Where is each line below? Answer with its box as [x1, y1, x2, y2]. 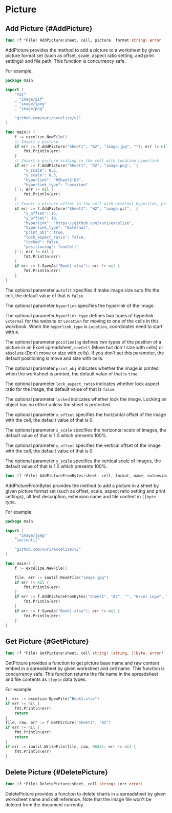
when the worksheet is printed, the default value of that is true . [5, 370, 139, 376]
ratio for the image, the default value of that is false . [5, 386, 116, 392]
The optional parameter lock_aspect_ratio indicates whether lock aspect [5, 381, 160, 387]
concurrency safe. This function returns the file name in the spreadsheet [5, 671, 159, 677]
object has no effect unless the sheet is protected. [5, 401, 112, 407]
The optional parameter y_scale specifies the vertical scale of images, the [5, 458, 161, 464]
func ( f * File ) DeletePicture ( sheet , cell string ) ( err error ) [5, 782, 143, 787]
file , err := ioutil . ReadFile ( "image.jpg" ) [14, 575, 109, 580]
